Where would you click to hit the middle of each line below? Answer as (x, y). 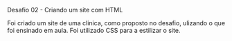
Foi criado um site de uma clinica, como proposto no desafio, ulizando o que (116, 23)
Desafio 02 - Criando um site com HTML (65, 10)
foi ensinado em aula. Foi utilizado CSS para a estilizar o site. (94, 30)
